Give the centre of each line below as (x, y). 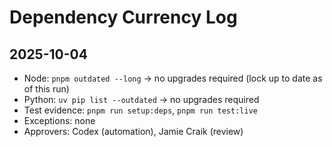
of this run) (46, 89)
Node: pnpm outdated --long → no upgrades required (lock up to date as (173, 78)
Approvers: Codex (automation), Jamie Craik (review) (133, 131)
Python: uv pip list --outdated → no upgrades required (141, 99)
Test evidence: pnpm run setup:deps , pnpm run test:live (140, 110)
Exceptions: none (59, 120)
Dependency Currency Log (123, 17)
